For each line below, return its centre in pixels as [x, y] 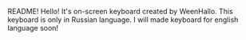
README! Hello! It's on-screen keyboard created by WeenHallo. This [120, 11]
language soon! [33, 28]
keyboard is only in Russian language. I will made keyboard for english [123, 20]
